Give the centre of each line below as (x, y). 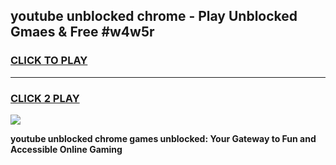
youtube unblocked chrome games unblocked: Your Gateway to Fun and (163, 138)
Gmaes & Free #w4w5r (82, 32)
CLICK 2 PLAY (45, 98)
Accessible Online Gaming (66, 149)
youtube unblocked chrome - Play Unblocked (154, 16)
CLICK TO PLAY (49, 61)
